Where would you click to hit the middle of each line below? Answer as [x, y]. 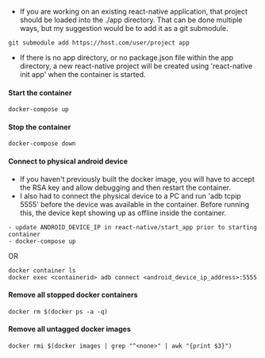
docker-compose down [42, 144]
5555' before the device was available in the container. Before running [134, 204]
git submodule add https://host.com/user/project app [99, 43]
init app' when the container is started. [83, 74]
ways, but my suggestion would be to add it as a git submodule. [124, 28]
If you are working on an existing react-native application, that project [134, 12]
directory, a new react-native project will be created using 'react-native [136, 66]
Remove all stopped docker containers [73, 295]
